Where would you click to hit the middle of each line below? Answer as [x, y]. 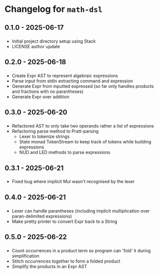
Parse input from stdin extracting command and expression [72, 81]
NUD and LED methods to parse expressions [65, 152]
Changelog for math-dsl [53, 9]
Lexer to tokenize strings [44, 137]
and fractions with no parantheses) [48, 91]
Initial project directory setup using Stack [54, 41]
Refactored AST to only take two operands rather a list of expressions [83, 126]
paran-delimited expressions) [42, 216]
